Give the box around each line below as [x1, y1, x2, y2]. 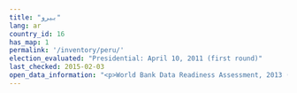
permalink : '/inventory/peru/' [9, 46, 125, 55]
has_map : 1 [9, 37, 49, 47]
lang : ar [9, 21, 42, 30]
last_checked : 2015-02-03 [9, 63, 104, 72]
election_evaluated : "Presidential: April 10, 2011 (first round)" [9, 54, 263, 63]
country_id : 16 [9, 29, 65, 38]
